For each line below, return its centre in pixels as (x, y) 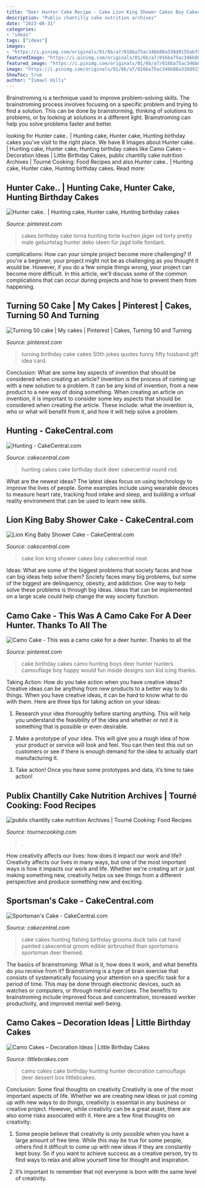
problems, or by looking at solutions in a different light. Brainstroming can (99, 118)
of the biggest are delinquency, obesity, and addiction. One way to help (96, 584)
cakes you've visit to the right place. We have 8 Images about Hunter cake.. (101, 142)
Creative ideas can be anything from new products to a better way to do (97, 689)
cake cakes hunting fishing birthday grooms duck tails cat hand (101, 939)
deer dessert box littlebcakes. (59, 1077)
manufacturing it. (37, 758)
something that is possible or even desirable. (71, 726)
